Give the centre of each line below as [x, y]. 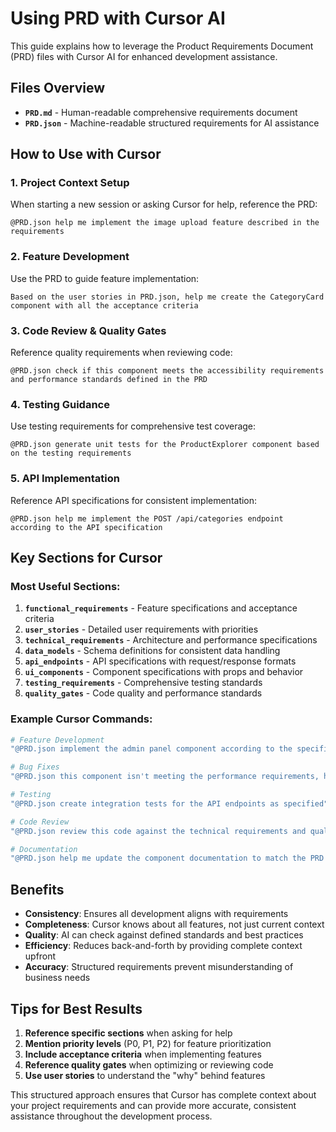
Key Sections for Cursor [86, 558]
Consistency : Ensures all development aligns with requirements [156, 914]
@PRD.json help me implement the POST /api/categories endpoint [147, 518]
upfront [40, 956]
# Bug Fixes [35, 767]
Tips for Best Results [76, 1008]
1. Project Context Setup [70, 183]
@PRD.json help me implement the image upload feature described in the [165, 223]
